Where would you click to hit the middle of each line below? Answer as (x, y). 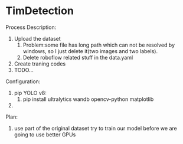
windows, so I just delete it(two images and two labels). (90, 51)
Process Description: (31, 27)
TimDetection (40, 11)
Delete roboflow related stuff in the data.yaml (78, 57)
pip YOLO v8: (30, 93)
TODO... (24, 70)
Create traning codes (40, 64)
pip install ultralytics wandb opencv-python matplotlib (88, 99)
